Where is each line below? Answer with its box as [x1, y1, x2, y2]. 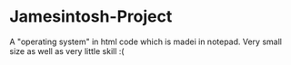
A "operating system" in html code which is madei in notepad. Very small [9, 36, 282, 47]
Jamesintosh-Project [9, 6, 173, 27]
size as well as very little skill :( [9, 45, 125, 56]
